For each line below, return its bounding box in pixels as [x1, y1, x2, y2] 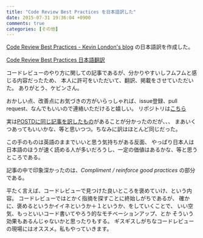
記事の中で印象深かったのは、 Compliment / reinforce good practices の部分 [6, 167, 196, 174]
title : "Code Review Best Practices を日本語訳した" [6, 9, 136, 15]
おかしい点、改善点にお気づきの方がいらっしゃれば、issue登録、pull [6, 97, 178, 105]
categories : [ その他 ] [6, 26, 58, 32]
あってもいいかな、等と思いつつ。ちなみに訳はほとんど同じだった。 [11, 125, 181, 133]
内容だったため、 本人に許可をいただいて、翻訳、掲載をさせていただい [16, 77, 194, 84]
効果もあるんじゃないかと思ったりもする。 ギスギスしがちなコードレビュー [6, 217, 194, 225]
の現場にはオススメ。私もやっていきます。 [6, 225, 112, 233]
